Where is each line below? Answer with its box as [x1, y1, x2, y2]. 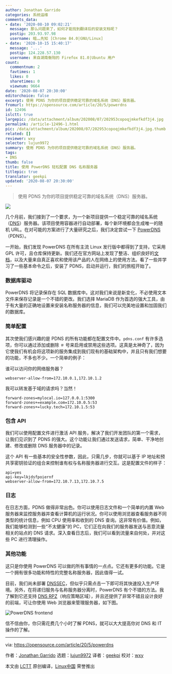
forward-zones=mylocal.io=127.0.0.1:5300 [5, 395, 95, 400]
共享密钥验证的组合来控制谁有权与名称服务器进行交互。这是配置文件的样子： [5, 460, 167, 466]
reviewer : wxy [5, 136, 36, 141]
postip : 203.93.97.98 [10, 31, 56, 36]
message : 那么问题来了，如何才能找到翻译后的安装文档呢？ [10, 27, 119, 32]
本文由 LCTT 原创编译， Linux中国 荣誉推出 [5, 663, 95, 669]
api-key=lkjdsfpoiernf [5, 475, 54, 480]
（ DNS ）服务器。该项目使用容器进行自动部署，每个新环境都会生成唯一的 [5, 220, 159, 227]
